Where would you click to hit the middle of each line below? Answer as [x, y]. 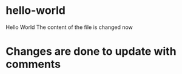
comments [33, 64]
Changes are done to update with [91, 51]
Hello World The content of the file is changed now [69, 27]
